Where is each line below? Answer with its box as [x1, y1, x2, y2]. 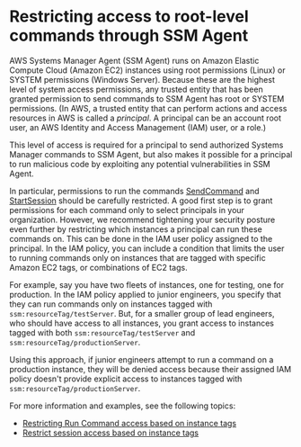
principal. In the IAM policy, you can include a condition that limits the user [9, 243, 285, 254]
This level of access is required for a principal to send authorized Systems [9, 139, 284, 150]
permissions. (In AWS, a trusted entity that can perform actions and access [9, 103, 288, 113]
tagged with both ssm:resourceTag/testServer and [9, 326, 196, 338]
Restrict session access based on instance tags [22, 427, 199, 438]
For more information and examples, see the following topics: [9, 400, 236, 411]
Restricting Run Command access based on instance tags [22, 417, 236, 428]
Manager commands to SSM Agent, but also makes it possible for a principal [9, 148, 293, 159]
